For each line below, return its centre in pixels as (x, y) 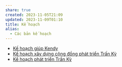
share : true (18, 10)
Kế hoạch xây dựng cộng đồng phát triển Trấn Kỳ (65, 54)
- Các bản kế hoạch (31, 34)
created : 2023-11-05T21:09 (34, 15)
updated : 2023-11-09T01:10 (34, 19)
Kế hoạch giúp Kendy (35, 48)
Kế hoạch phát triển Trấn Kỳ (42, 59)
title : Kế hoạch (23, 24)
